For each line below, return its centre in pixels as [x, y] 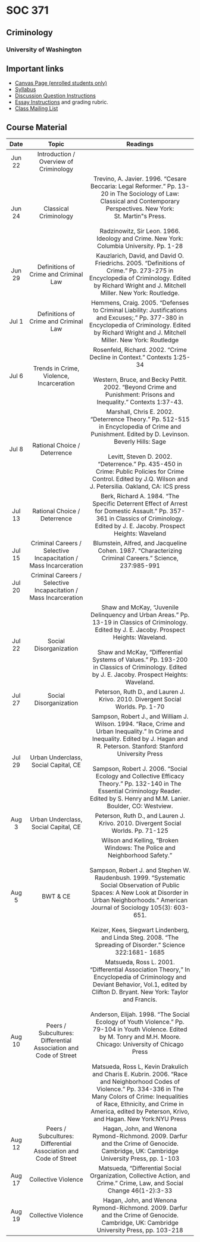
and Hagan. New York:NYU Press [140, 1119]
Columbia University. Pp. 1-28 [140, 246]
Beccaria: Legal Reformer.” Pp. [133, 186]
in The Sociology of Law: [145, 194]
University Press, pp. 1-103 [140, 1158]
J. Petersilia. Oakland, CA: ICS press [140, 486]
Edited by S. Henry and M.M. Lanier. [140, 799]
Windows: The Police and [140, 848]
